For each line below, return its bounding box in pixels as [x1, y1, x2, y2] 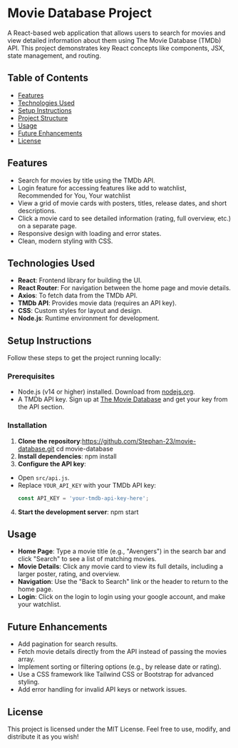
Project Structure [17, 113, 68, 122]
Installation [7, 421, 48, 431]
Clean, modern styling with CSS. [17, 237, 113, 245]
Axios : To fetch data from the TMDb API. [17, 291, 138, 300]
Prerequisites [7, 372, 55, 381]
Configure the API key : [17, 459, 87, 468]
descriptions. [17, 206, 57, 215]
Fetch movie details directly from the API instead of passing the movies [17, 647, 227, 656]
